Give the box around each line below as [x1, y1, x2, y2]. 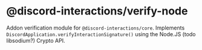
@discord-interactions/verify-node [6, 4, 188, 18]
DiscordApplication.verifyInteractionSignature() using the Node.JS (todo [6, 30, 196, 37]
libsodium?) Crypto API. [6, 37, 65, 44]
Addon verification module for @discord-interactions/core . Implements [6, 24, 185, 31]
